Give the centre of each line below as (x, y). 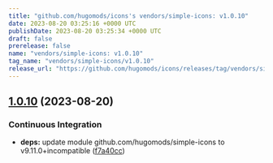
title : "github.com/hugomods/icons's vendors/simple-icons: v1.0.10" (129, 16)
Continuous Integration (55, 125)
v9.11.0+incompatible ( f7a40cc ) (73, 151)
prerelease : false (39, 46)
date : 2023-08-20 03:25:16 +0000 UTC (72, 24)
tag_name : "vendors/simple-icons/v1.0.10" (81, 62)
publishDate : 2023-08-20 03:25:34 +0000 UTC (85, 31)
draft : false (30, 39)
